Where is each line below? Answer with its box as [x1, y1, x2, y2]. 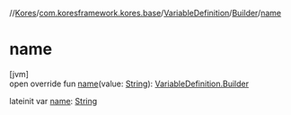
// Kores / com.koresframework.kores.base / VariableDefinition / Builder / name [9, 8, 282, 18]
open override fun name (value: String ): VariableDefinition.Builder [9, 78, 250, 89]
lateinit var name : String [9, 95, 98, 106]
